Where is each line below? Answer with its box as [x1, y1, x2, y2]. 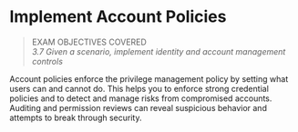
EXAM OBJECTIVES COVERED [31, 36, 148, 47]
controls [31, 56, 64, 66]
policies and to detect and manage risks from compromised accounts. [9, 93, 272, 104]
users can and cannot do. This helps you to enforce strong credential [9, 83, 269, 94]
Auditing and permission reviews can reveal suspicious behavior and [9, 102, 267, 113]
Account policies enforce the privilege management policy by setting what [9, 73, 289, 84]
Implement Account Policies [9, 6, 227, 27]
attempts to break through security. [9, 112, 142, 123]
